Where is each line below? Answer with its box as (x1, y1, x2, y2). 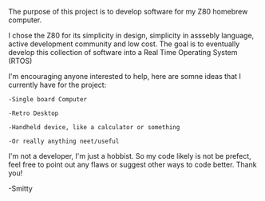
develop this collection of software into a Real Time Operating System (8, 48, 238, 57)
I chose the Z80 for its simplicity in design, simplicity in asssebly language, (8, 31, 255, 40)
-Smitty (8, 183, 34, 193)
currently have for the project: (8, 80, 107, 89)
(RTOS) (8, 56, 33, 65)
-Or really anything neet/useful (8, 137, 120, 145)
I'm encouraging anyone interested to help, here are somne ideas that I (8, 72, 242, 81)
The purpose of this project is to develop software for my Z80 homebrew (8, 7, 248, 16)
